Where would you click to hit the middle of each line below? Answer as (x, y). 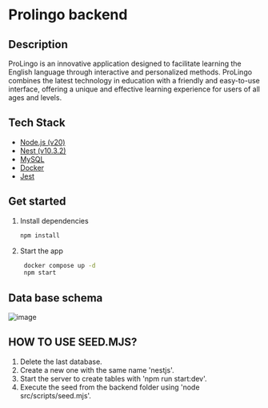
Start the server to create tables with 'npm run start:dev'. (113, 378)
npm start (40, 273)
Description (38, 44)
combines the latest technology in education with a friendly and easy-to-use (134, 81)
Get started (37, 202)
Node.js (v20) (42, 142)
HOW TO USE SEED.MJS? (73, 342)
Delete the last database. (61, 362)
